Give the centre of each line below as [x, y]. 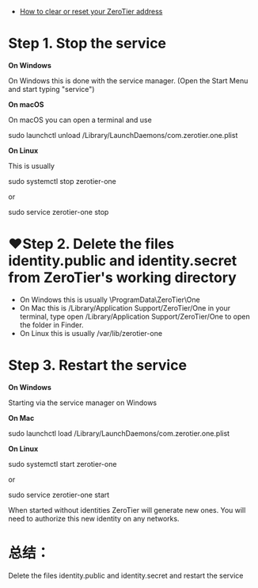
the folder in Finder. [51, 325]
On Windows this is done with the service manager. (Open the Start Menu [128, 80]
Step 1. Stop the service [87, 44]
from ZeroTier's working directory [123, 278]
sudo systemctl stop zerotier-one [62, 181]
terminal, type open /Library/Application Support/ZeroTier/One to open [135, 316]
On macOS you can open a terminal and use [80, 120]
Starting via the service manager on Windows [82, 403]
